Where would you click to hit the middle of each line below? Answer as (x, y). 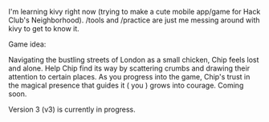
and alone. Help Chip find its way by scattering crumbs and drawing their (129, 68)
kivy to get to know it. (44, 28)
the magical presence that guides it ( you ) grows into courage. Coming (126, 85)
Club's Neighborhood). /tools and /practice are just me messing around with (134, 20)
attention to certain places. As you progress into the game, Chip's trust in (129, 77)
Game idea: (27, 44)
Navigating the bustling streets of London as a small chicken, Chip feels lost (134, 60)
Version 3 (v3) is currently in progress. (72, 109)
